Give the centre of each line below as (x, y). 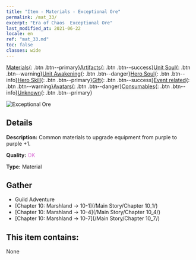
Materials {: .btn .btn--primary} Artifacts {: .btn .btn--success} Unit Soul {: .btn (99, 67)
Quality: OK (21, 155)
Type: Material (24, 167)
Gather (19, 185)
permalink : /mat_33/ (32, 17)
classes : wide (24, 51)
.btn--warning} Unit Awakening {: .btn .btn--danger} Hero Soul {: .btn (88, 73)
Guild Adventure (35, 199)
